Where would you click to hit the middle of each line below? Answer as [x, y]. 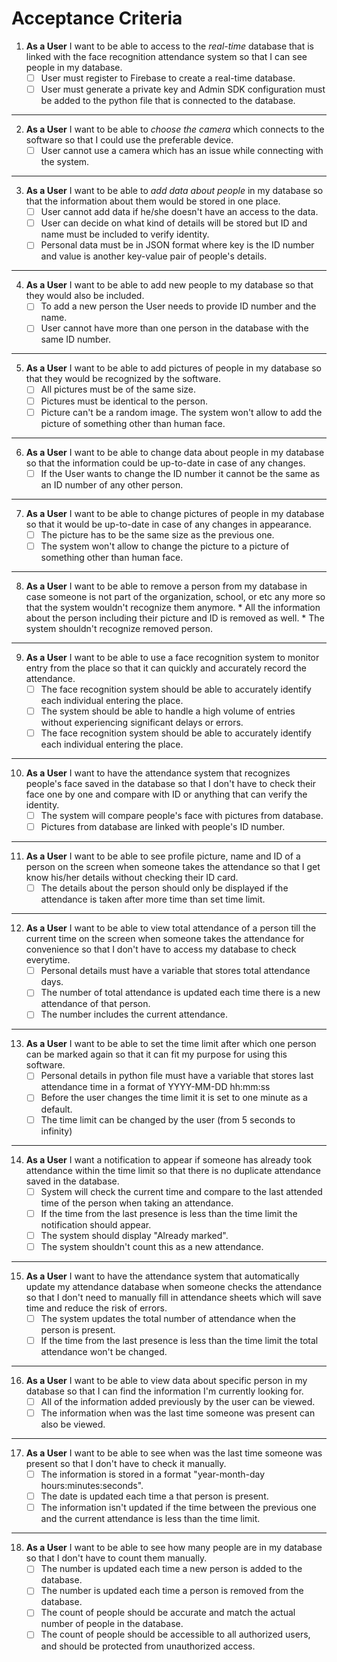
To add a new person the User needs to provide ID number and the [178, 306]
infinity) [56, 1131]
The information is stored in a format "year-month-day [153, 1474]
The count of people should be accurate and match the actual [168, 1613]
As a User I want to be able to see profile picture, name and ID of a [163, 856]
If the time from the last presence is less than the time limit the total [179, 1340]
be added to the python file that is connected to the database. [168, 101]
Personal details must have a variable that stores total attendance [175, 971]
